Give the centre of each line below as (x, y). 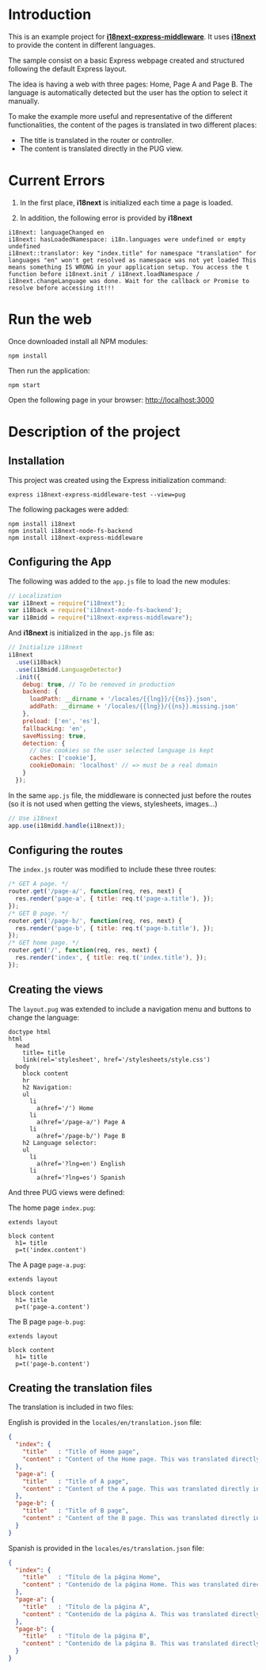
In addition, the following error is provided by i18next (106, 218)
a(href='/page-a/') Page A (81, 1122)
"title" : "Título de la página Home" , (91, 1577)
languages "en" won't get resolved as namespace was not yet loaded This (133, 260)
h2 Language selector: (60, 1143)
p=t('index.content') (51, 1250)
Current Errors (57, 181)
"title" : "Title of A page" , (76, 1481)
